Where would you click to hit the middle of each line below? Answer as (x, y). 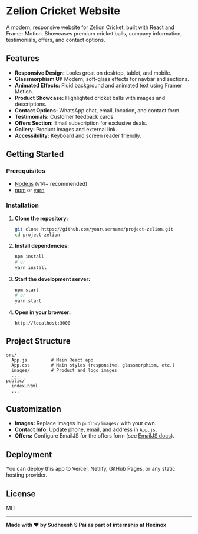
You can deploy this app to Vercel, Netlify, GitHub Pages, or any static (91, 469)
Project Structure (38, 341)
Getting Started (35, 154)
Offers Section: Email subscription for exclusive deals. (81, 123)
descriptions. (31, 104)
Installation (23, 205)
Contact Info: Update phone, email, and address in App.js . (86, 429)
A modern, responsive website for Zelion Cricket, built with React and (90, 27)
